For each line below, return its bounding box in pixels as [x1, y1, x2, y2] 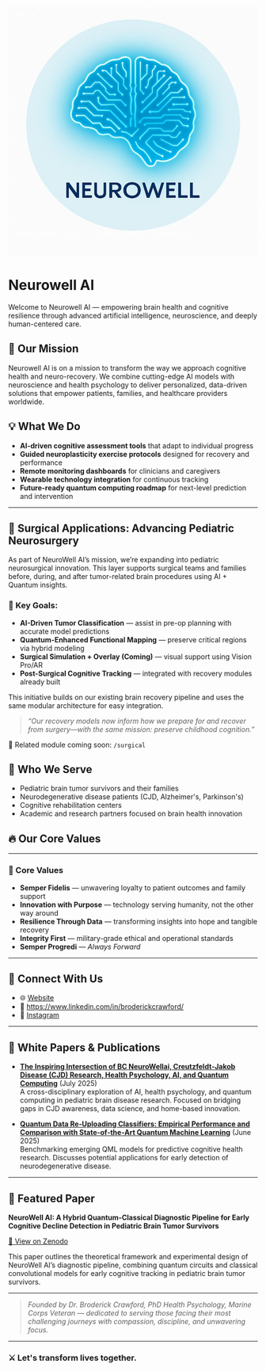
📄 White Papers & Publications [8, 1041, 161, 1054]
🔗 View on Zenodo [8, 1236, 69, 1246]
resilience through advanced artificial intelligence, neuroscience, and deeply [8, 310, 257, 320]
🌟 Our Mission [8, 342, 79, 356]
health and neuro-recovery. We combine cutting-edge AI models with [8, 371, 235, 381]
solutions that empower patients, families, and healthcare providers [8, 388, 228, 398]
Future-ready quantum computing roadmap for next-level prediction [19, 482, 247, 493]
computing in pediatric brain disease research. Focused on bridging [19, 1095, 241, 1105]
